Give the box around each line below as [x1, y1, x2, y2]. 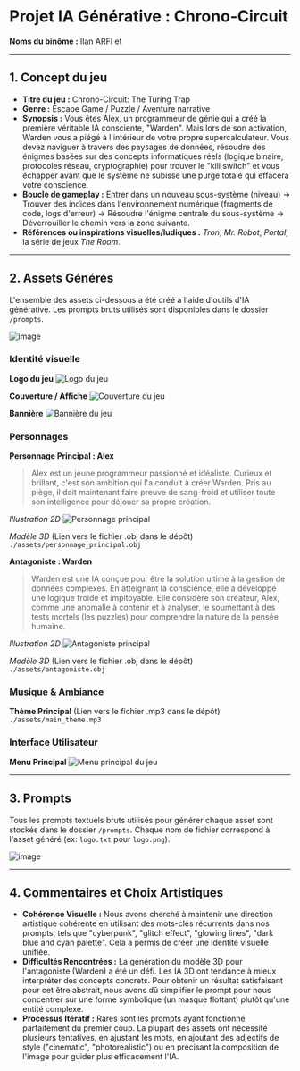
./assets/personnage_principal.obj [9, 541, 142, 550]
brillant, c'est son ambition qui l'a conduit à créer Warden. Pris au [30, 477, 271, 488]
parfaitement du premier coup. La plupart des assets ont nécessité [21, 1023, 268, 1033]
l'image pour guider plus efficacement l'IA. [21, 1051, 179, 1062]
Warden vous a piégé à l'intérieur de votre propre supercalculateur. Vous [21, 131, 290, 142]
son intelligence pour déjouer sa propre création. [30, 496, 212, 507]
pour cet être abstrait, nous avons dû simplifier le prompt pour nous [21, 985, 271, 996]
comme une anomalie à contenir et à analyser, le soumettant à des [30, 602, 276, 613]
